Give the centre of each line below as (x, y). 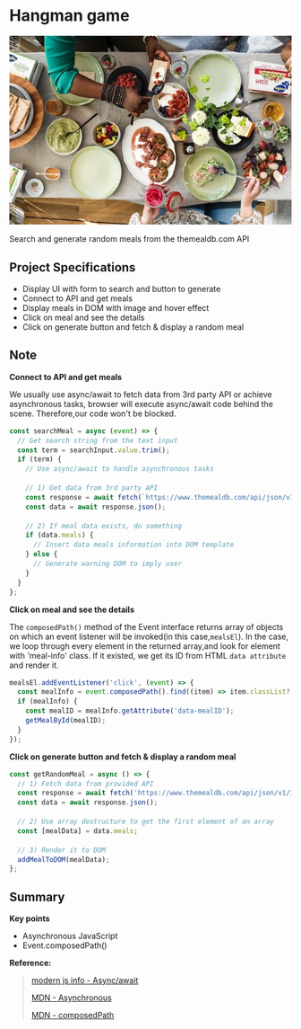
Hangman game (69, 16)
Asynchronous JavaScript (70, 936)
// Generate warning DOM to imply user (107, 564)
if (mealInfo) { (47, 702)
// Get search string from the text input (98, 440)
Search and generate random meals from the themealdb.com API (129, 239)
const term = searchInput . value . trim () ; (94, 450)
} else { (42, 554)
